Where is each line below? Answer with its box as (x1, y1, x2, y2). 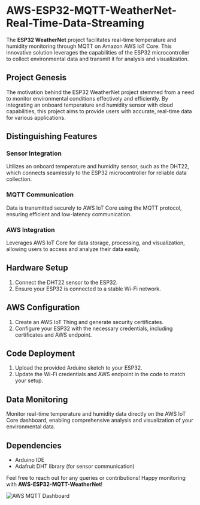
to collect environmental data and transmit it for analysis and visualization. (6, 55, 189, 62)
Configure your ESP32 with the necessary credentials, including (14, 325, 173, 332)
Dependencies (6, 440, 62, 450)
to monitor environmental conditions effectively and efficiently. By (6, 95, 169, 102)
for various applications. (6, 114, 66, 121)
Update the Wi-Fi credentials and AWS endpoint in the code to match (14, 371, 186, 378)
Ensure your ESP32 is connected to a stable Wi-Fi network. (14, 285, 161, 292)
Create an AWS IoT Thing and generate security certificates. (14, 318, 163, 325)
